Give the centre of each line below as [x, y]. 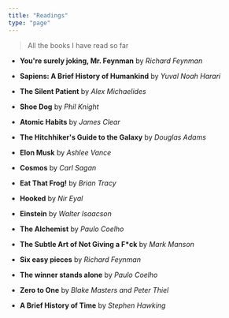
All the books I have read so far [78, 45]
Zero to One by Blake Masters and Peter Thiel [94, 290]
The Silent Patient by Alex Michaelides [83, 91]
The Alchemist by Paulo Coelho [72, 229]
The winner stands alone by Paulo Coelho [89, 275]
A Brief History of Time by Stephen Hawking [92, 305]
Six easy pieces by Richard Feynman [80, 259]
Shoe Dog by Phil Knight [59, 107]
